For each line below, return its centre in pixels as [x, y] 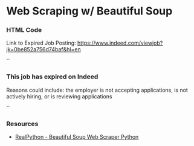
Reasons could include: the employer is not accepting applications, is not [97, 90]
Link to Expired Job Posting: [41, 43]
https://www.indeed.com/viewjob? [120, 43]
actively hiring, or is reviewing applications [60, 96]
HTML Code [24, 30]
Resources [22, 124]
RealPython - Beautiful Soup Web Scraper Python [77, 137]
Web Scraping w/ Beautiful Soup [89, 11]
